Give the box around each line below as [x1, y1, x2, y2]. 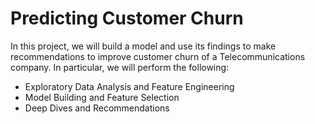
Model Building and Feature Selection [24, 91, 180, 103]
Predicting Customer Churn [10, 7, 244, 30]
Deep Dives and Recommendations [24, 102, 170, 114]
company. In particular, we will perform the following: [10, 61, 230, 73]
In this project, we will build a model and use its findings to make [10, 40, 277, 52]
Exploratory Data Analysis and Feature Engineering [24, 80, 235, 92]
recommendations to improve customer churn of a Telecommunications [10, 50, 306, 62]
